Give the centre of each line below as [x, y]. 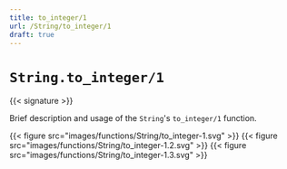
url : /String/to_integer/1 [60, 26]
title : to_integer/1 [49, 18]
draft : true [32, 34]
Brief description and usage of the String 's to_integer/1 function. [133, 118]
